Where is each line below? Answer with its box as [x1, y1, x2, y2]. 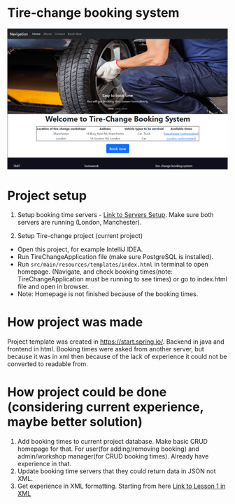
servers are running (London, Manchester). [17, 218, 142, 227]
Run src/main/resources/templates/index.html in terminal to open [17, 260, 208, 269]
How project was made [7, 314, 143, 330]
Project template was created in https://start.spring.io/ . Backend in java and [7, 337, 225, 346]
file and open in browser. [17, 282, 90, 291]
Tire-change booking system [7, 5, 180, 21]
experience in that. [17, 460, 72, 468]
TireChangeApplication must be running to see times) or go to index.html [17, 275, 227, 283]
